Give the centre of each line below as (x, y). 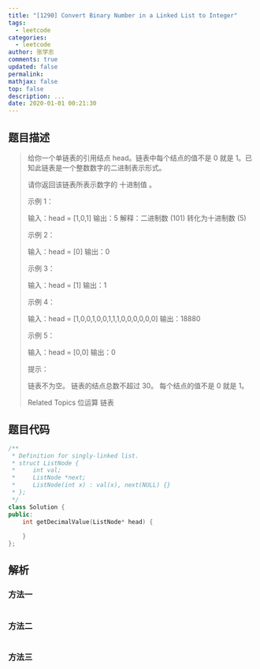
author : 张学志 (31, 52)
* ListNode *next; (49, 478)
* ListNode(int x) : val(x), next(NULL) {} (91, 485)
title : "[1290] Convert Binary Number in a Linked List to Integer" (123, 15)
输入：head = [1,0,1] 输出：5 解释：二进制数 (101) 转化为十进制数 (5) (137, 218)
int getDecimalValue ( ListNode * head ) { (88, 521)
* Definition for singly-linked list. (75, 456)
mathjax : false (33, 81)
